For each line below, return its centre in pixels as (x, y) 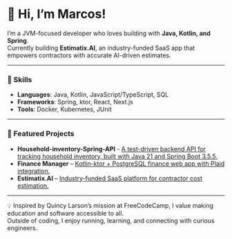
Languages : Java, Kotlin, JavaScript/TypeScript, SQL (93, 95)
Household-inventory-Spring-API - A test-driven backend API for (111, 149)
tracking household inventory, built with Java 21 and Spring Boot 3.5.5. (117, 156)
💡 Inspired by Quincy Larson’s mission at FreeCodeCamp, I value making (110, 205)
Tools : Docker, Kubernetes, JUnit (64, 109)
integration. (33, 171)
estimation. (33, 185)
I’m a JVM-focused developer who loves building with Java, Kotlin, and (109, 33)
